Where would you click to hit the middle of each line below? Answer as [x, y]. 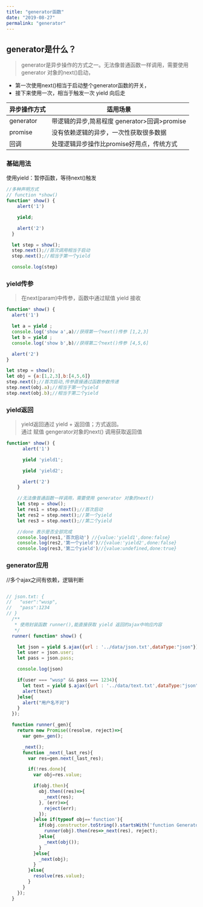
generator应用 [27, 566]
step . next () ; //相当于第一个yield [51, 256]
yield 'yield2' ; [43, 470]
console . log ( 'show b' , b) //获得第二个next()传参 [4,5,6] [80, 343]
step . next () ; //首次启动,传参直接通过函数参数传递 [63, 382]
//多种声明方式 [23, 189]
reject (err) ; [61, 808]
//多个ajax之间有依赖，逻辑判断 [45, 580]
